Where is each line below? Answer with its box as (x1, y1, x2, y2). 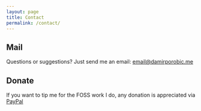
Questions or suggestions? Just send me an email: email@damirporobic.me (6, 58, 194, 65)
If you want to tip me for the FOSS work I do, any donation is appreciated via (6, 91, 196, 98)
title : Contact (6, 14, 45, 20)
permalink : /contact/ (6, 20, 61, 26)
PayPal (6, 98, 23, 105)
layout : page (6, 8, 39, 15)
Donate (6, 76, 34, 86)
